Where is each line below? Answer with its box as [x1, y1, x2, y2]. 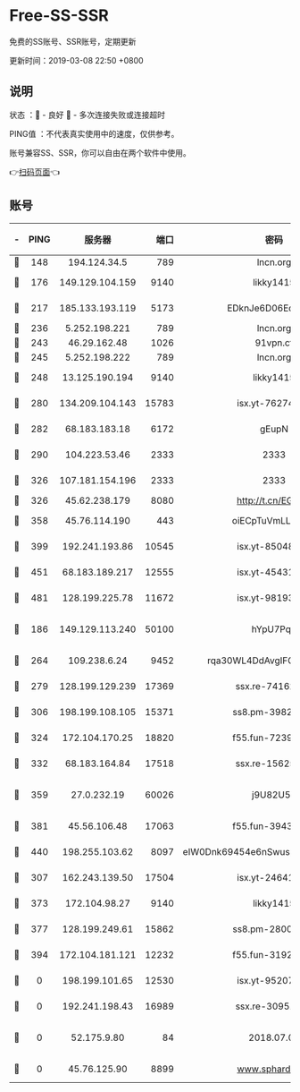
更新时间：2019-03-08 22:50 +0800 [9, 55, 145, 65]
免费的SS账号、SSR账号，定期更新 [9, 36, 137, 47]
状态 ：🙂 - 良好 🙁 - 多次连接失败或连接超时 [9, 109, 165, 120]
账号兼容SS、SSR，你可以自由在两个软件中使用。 [9, 147, 191, 158]
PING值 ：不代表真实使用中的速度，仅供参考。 [9, 128, 179, 139]
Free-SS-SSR [9, 5, 109, 26]
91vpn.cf [254, 337, 294, 349]
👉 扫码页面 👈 [9, 166, 61, 177]
